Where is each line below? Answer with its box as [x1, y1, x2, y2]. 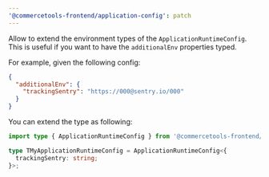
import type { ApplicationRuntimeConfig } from [8, 132, 171, 140]
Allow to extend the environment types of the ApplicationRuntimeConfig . [8, 33, 247, 43]
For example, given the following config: [8, 57, 141, 67]
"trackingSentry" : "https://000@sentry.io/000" [22, 88, 184, 96]
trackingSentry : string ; [15, 154, 98, 162]
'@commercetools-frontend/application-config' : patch [8, 11, 192, 20]
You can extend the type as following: [8, 117, 133, 126]
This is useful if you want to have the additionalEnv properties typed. [8, 41, 238, 52]
